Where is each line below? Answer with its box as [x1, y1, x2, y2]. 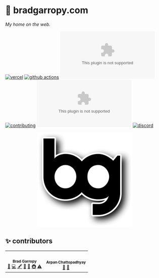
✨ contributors [5, 237, 53, 246]
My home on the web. [5, 21, 50, 27]
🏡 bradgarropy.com [5, 5, 88, 16]
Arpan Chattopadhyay [46, 260, 86, 265]
